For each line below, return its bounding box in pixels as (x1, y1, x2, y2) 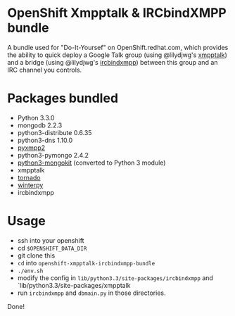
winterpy (17, 181, 44, 189)
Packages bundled (7, 90, 118, 106)
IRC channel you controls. (7, 65, 82, 74)
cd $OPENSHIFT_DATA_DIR (17, 244, 87, 252)
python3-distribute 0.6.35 (17, 128, 92, 137)
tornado (17, 173, 41, 182)
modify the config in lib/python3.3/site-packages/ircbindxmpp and (17, 273, 213, 282)
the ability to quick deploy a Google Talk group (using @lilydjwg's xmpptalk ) (7, 51, 227, 59)
